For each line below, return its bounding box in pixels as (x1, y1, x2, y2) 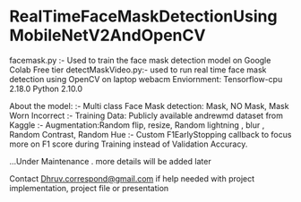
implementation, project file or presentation (9, 182, 169, 193)
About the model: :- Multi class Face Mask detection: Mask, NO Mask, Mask (9, 100, 289, 111)
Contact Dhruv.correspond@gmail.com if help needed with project (9, 173, 255, 184)
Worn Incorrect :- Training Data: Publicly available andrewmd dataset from (9, 110, 284, 121)
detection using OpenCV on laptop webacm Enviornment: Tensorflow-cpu (9, 73, 283, 84)
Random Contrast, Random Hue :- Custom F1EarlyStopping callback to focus (9, 129, 292, 139)
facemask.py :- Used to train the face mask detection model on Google (9, 55, 271, 65)
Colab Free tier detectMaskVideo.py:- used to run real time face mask (9, 64, 267, 75)
